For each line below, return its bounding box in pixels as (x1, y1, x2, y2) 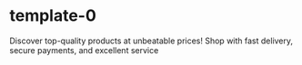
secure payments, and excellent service (9, 44, 159, 55)
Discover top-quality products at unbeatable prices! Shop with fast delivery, (9, 35, 294, 46)
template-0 (9, 5, 97, 26)
